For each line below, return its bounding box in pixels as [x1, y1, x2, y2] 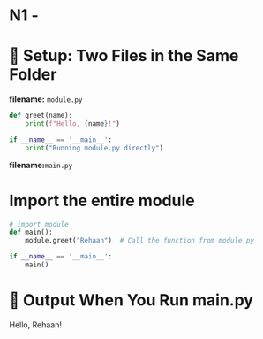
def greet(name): [9, 112, 73, 120]
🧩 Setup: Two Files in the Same [9, 46, 239, 66]
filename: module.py [9, 94, 83, 104]
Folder [9, 65, 57, 85]
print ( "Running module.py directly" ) [25, 143, 164, 152]
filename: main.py [9, 159, 73, 170]
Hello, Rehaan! [9, 320, 62, 330]
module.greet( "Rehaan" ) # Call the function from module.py [25, 236, 254, 245]
